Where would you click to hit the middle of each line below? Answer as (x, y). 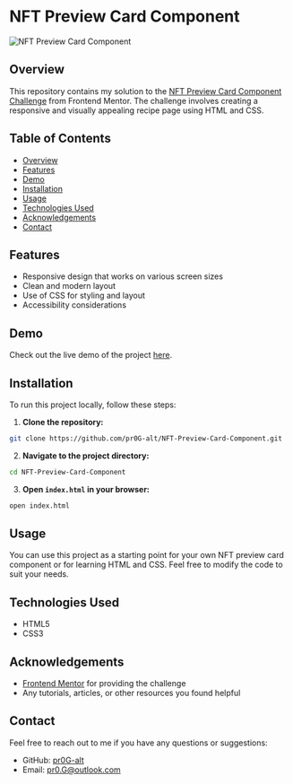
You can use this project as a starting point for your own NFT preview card (147, 555)
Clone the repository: (63, 422)
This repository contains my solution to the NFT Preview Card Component (146, 91)
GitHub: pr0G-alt (53, 760)
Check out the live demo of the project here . (91, 355)
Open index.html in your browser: (86, 489)
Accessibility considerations (74, 305)
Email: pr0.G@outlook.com (71, 770)
